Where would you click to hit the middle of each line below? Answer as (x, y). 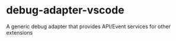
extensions (20, 32)
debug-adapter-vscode (65, 10)
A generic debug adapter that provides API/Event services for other (88, 26)
